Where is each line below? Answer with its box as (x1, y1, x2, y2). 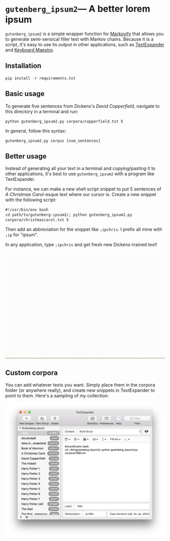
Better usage (5, 152, 47, 161)
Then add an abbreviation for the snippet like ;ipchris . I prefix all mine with (5, 227, 162, 233)
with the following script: (5, 197, 57, 203)
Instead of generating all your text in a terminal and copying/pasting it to (5, 166, 156, 172)
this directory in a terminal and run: (5, 108, 78, 114)
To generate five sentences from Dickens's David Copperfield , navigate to (5, 103, 160, 109)
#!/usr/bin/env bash (5, 207, 49, 212)
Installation (5, 61, 41, 70)
